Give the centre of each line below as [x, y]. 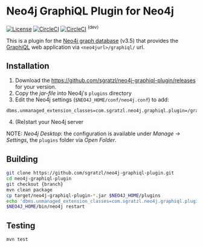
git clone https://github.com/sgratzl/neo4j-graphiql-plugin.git [90, 173]
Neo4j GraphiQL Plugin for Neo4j [90, 11]
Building [22, 159]
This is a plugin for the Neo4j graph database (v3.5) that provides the [92, 40]
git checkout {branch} [35, 184]
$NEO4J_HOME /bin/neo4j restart [46, 207]
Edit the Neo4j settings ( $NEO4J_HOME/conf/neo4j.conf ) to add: [92, 100]
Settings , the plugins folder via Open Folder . [61, 140]
